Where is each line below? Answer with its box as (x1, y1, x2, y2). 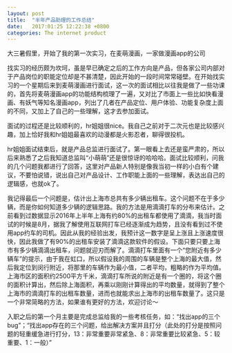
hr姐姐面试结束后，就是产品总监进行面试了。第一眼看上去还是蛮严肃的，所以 (7, 145, 225, 153)
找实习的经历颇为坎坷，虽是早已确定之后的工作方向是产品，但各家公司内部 (7, 64, 219, 73)
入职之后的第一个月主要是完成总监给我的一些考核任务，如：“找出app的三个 (7, 312, 221, 321)
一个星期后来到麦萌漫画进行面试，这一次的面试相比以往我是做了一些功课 (19, 81, 225, 90)
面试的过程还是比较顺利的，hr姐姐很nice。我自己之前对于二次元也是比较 (7, 122, 213, 130)
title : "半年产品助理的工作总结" (7, 17, 95, 23)
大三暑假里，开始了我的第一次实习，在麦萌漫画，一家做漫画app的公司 (7, 49, 206, 57)
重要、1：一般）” (7, 338, 52, 347)
